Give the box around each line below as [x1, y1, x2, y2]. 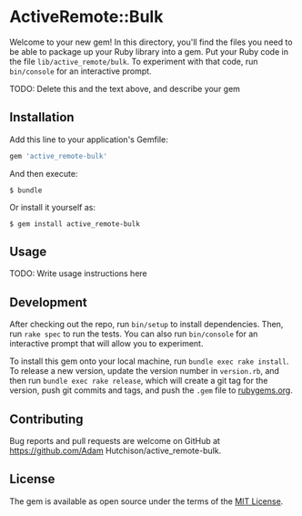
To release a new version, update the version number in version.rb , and [9, 366, 280, 377]
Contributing [9, 411, 84, 427]
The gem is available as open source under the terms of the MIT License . [9, 495, 284, 507]
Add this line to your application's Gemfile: [9, 134, 168, 145]
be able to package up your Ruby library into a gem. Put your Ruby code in [9, 46, 289, 57]
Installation [9, 109, 75, 125]
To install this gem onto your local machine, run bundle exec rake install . [9, 356, 289, 366]
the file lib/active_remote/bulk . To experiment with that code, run [9, 56, 258, 67]
